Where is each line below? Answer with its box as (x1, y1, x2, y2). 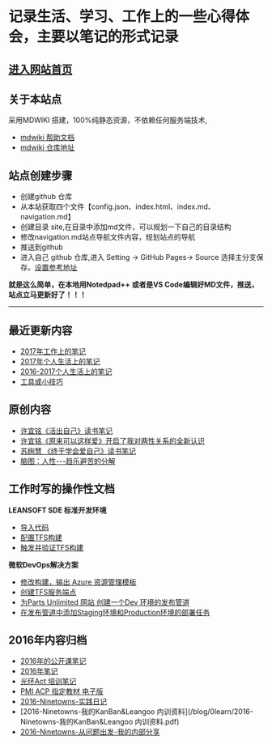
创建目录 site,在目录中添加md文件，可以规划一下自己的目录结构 (19, 222, 232, 232)
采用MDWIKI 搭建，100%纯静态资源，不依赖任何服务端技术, (8, 115, 208, 125)
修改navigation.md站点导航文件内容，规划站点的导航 (19, 232, 196, 242)
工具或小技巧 (19, 377, 63, 387)
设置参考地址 (34, 262, 78, 272)
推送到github (19, 242, 63, 252)
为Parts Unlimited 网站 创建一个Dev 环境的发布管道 (19, 597, 190, 607)
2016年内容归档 (8, 633, 87, 648)
